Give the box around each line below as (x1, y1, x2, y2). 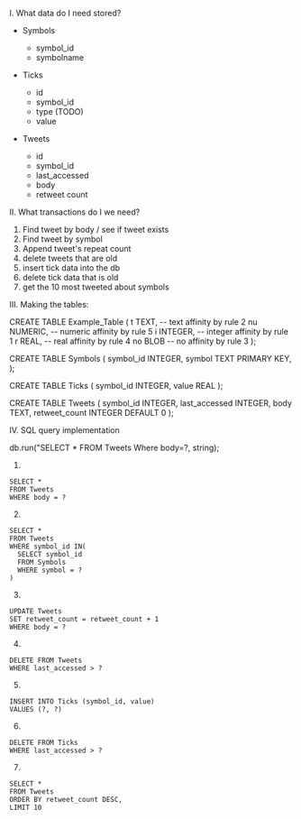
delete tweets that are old (22, 253, 118, 263)
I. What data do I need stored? (9, 8, 122, 18)
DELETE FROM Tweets (9, 656, 83, 665)
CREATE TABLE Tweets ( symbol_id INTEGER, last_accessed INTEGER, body (9, 398, 293, 409)
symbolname (35, 52, 85, 62)
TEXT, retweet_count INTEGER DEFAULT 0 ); (9, 408, 174, 418)
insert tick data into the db (22, 262, 121, 273)
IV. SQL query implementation (9, 425, 120, 436)
